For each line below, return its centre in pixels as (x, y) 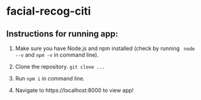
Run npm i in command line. (50, 78)
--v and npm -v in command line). (57, 55)
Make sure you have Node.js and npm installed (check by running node (105, 48)
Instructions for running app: (62, 34)
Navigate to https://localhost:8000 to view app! (74, 90)
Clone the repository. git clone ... (60, 66)
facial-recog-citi (49, 11)
